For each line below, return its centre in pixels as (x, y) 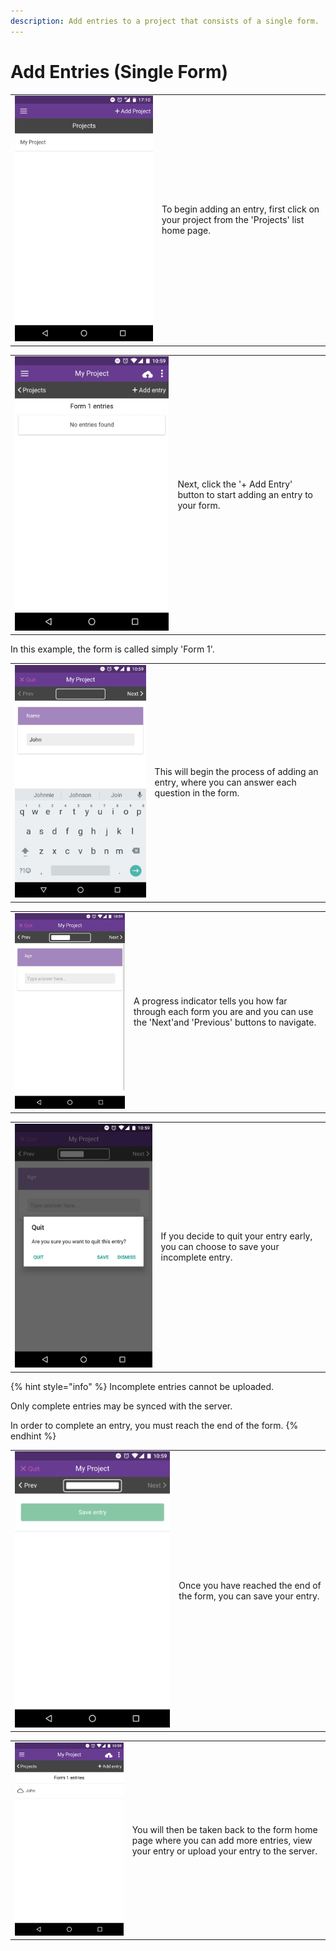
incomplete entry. (196, 1257)
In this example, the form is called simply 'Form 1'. (112, 649)
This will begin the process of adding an (236, 772)
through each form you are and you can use (223, 1012)
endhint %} (33, 1436)
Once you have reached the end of (250, 1585)
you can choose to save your (220, 1247)
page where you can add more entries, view (222, 1840)
